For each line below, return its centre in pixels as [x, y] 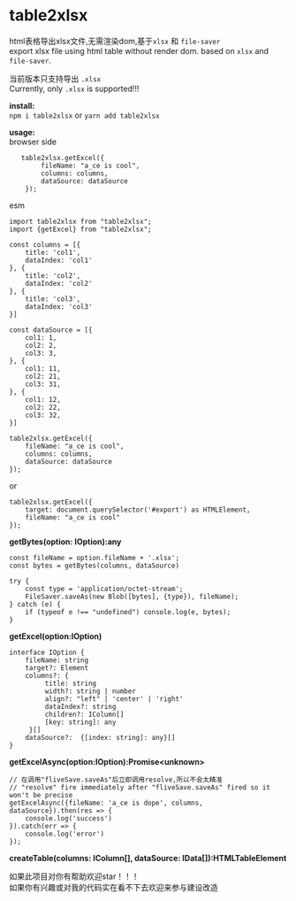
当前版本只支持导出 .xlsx [55, 78]
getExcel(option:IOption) [56, 636]
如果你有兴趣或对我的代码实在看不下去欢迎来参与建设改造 [114, 887]
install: [22, 105]
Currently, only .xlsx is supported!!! [74, 89]
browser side [33, 142]
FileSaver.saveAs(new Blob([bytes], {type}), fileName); [132, 597]
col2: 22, [43, 407]
